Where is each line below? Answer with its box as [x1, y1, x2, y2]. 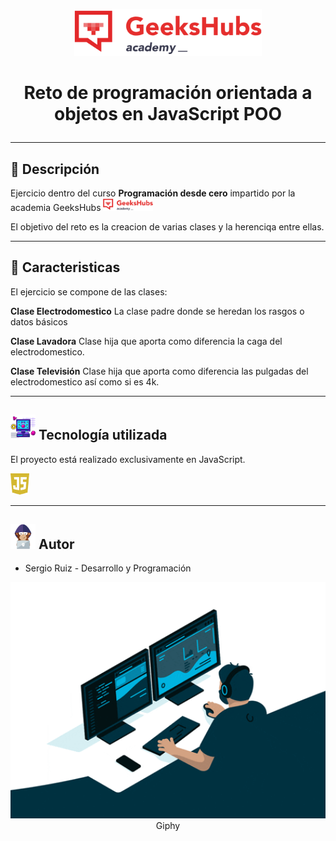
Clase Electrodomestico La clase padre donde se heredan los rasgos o [10, 305, 305, 317]
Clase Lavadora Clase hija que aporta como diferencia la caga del [10, 335, 283, 347]
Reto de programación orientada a [23, 82, 313, 104]
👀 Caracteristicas [10, 259, 121, 276]
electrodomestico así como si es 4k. [10, 375, 160, 388]
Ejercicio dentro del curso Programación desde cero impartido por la [10, 187, 296, 199]
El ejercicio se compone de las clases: [10, 285, 168, 298]
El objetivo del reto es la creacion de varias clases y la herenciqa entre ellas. [10, 221, 325, 233]
